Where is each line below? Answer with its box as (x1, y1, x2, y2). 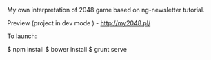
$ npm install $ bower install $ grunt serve (7, 46, 128, 53)
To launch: (7, 32, 37, 40)
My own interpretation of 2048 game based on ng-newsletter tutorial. (7, 6, 205, 14)
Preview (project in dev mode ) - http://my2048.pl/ (7, 19, 151, 27)
